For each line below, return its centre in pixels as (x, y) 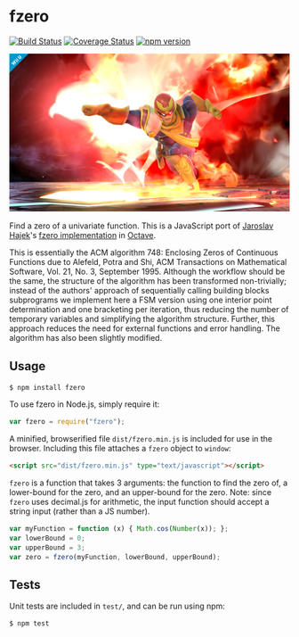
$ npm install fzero (48, 388)
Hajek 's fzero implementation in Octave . (83, 236)
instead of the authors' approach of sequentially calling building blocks (139, 291)
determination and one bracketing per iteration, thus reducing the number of (149, 310)
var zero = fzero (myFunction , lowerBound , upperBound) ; (115, 557)
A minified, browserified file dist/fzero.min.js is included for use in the (141, 439)
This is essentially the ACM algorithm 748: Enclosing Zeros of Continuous (144, 252)
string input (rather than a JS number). (80, 511)
